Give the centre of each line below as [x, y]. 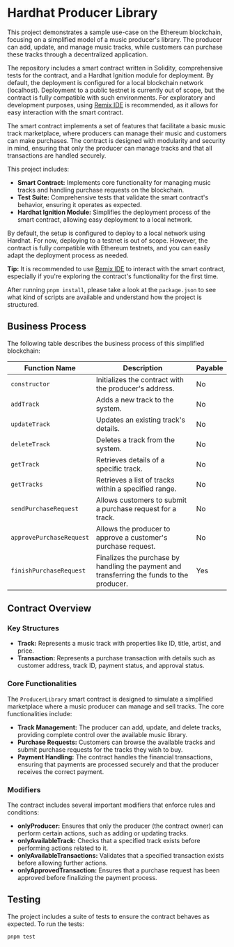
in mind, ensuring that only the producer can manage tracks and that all [110, 148]
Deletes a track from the [136, 439]
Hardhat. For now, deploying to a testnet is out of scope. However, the [108, 240]
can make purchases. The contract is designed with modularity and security [116, 140]
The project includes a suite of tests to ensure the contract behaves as [109, 916]
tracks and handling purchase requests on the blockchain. [101, 190]
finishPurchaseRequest [48, 570]
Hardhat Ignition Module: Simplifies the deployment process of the [114, 212]
